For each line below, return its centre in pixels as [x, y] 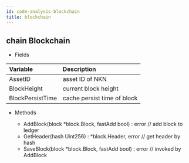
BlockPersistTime [33, 99]
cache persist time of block [100, 99]
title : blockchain [28, 17]
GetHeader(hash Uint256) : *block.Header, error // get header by [102, 137]
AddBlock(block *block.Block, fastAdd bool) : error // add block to [103, 124]
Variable [21, 69]
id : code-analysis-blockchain [43, 11]
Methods [25, 113]
